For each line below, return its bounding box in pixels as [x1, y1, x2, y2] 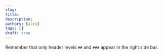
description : [5, 16, 33, 21]
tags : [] [5, 26, 24, 31]
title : [5, 12, 19, 17]
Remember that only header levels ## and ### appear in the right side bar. [5, 44, 158, 50]
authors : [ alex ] [5, 21, 39, 26]
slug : [5, 7, 17, 12]
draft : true [5, 30, 30, 35]
